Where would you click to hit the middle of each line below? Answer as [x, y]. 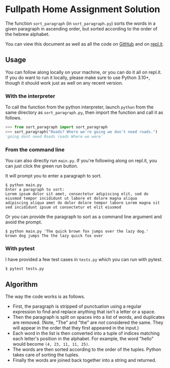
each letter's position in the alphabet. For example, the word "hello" [83, 339]
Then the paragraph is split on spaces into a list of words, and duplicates [89, 317]
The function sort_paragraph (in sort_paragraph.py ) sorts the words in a [80, 23]
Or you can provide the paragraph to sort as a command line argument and [84, 216]
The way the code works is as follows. [45, 297]
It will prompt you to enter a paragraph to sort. [54, 175]
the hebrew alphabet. [27, 34]
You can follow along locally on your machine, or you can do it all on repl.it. [84, 72]
